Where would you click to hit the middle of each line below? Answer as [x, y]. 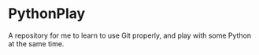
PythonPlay [47, 14]
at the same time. [36, 43]
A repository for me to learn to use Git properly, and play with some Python [130, 35]
